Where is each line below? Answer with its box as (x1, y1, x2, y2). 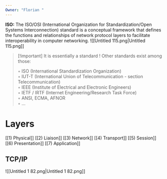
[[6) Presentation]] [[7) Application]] (5, 140, 80, 146)
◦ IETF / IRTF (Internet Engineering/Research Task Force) (17, 89, 137, 95)
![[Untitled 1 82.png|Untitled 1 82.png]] (5, 168, 86, 174)
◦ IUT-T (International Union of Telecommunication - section (17, 73, 143, 79)
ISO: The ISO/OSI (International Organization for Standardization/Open (5, 21, 152, 27)
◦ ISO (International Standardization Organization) (17, 68, 121, 74)
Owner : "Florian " (5, 7, 44, 13)
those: (17, 58, 31, 64)
